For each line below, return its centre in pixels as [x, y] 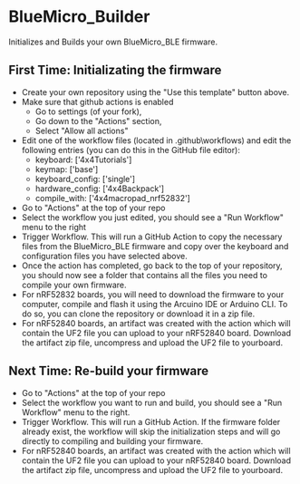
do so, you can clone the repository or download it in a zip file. [138, 314]
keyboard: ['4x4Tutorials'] [83, 160]
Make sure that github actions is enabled [97, 102]
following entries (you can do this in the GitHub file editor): [131, 150]
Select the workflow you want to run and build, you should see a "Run [152, 402]
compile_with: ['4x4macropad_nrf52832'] [113, 198]
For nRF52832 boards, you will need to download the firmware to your [153, 294]
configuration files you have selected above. [104, 256]
